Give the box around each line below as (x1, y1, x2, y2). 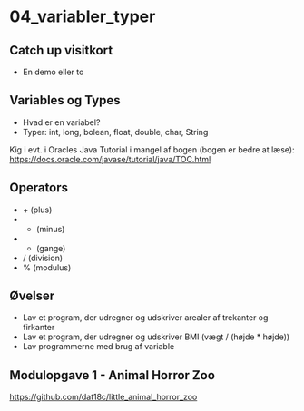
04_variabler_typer (9, 6, 156, 27)
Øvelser (9, 289, 55, 304)
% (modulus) (22, 261, 72, 273)
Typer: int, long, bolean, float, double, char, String (22, 126, 209, 137)
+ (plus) (22, 204, 53, 215)
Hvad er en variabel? (22, 116, 101, 128)
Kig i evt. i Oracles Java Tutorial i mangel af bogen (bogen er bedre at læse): (9, 143, 295, 155)
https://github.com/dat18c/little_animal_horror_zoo (9, 392, 198, 403)
